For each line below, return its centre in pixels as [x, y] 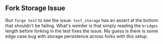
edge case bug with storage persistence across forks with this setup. [77, 36]
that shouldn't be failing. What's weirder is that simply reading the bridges [81, 25]
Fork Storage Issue [35, 8]
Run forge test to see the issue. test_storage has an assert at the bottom [82, 20]
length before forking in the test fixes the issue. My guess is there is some [81, 31]
